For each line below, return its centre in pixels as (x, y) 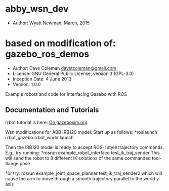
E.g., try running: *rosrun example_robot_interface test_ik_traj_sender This (83, 152)
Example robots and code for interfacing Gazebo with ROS (66, 94)
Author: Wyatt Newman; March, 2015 (51, 23)
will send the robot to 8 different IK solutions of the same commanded (78, 158)
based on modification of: (60, 43)
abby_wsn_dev (37, 9)
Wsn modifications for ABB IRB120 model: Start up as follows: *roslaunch (81, 132)
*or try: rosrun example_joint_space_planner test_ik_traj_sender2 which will (84, 173)
